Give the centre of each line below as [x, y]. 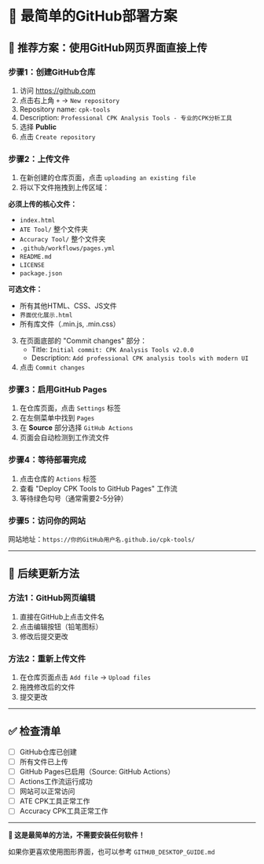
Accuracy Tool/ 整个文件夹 [62, 239]
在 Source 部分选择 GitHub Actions [76, 428]
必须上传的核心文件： [42, 204]
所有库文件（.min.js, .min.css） [70, 324]
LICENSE [32, 265]
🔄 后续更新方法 [44, 574]
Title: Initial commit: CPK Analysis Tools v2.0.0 [112, 350]
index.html [37, 221]
